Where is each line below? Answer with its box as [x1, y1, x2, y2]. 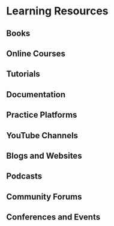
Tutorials [6, 69, 40, 79]
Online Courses [6, 48, 66, 58]
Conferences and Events [6, 212, 101, 222]
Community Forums [6, 191, 82, 202]
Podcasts [6, 171, 43, 182]
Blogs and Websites [6, 150, 82, 160]
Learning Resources [6, 4, 109, 18]
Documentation [6, 89, 66, 100]
